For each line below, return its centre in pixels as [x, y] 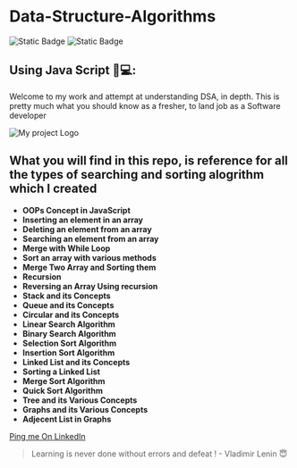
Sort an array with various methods [89, 257]
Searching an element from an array [90, 238]
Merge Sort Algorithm [64, 380]
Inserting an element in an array [83, 220]
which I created [53, 189]
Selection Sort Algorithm [69, 343]
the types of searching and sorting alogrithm [137, 175]
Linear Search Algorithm [69, 324]
